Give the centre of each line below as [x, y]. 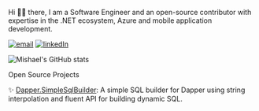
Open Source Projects [44, 74]
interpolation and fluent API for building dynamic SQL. [95, 99]
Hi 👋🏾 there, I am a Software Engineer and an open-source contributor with [130, 12]
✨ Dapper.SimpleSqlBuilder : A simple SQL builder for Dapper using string [127, 90]
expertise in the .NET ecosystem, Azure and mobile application [110, 20]
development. [30, 29]
